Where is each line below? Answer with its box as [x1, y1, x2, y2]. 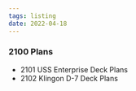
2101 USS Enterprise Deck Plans [20, 64, 129, 74]
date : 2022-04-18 [8, 19, 68, 28]
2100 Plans [8, 46, 54, 58]
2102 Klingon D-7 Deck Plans [20, 73, 118, 83]
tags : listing [8, 11, 57, 20]
